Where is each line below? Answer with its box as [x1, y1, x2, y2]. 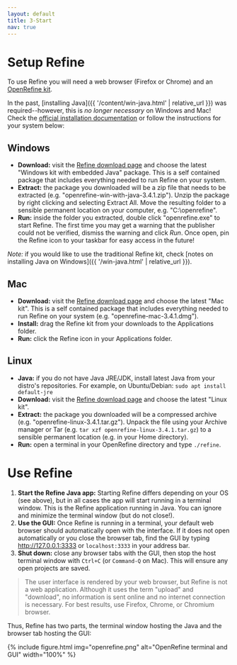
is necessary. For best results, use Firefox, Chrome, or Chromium [24, 600, 214, 608]
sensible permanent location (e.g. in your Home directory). [17, 432, 189, 441]
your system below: [7, 121, 65, 130]
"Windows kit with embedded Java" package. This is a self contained [17, 168, 221, 177]
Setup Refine [7, 54, 85, 70]
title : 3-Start [7, 17, 52, 24]
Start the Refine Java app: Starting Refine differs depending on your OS [17, 488, 229, 497]
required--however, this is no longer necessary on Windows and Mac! [7, 106, 212, 115]
